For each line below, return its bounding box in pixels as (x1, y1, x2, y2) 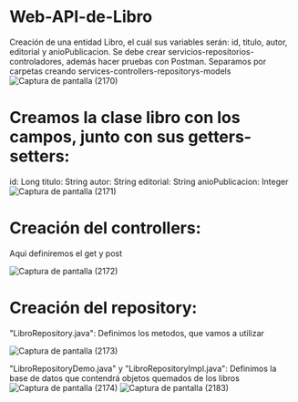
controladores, (9, 56, 65, 67)
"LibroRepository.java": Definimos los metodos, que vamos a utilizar (9, 327, 264, 338)
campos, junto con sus (9, 127, 185, 148)
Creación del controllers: (9, 218, 201, 239)
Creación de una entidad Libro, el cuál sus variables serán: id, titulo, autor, (9, 36, 288, 47)
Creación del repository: (9, 298, 198, 318)
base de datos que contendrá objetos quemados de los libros (9, 372, 240, 384)
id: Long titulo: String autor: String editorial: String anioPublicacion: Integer (9, 176, 289, 187)
